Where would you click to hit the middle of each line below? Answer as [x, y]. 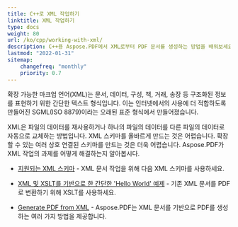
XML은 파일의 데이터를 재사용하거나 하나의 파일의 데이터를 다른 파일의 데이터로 [116, 127]
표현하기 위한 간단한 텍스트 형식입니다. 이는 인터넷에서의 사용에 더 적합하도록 [120, 103]
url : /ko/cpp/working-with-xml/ [55, 40]
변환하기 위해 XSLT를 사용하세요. [71, 192]
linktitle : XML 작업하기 [41, 21]
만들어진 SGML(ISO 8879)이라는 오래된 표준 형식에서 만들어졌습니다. [103, 112]
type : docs [23, 27]
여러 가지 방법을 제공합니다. [69, 216]
